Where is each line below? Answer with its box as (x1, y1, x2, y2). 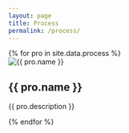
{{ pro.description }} (8, 102, 75, 111)
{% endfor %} (8, 117, 54, 127)
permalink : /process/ (8, 26, 81, 34)
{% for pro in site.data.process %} (8, 49, 122, 58)
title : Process (8, 19, 59, 27)
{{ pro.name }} (8, 80, 83, 94)
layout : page (8, 11, 52, 20)
